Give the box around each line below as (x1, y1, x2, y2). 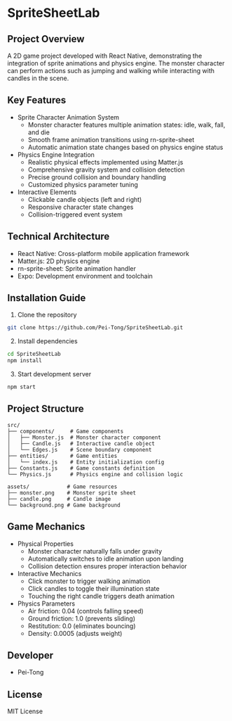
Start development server (17, 370, 92, 378)
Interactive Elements (17, 188, 77, 196)
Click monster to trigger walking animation (27, 577, 151, 585)
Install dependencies (17, 337, 79, 345)
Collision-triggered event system (27, 210, 123, 219)
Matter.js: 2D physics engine (17, 257, 100, 265)
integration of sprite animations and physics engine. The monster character (7, 59, 225, 68)
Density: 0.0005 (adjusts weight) (27, 629, 123, 637)
